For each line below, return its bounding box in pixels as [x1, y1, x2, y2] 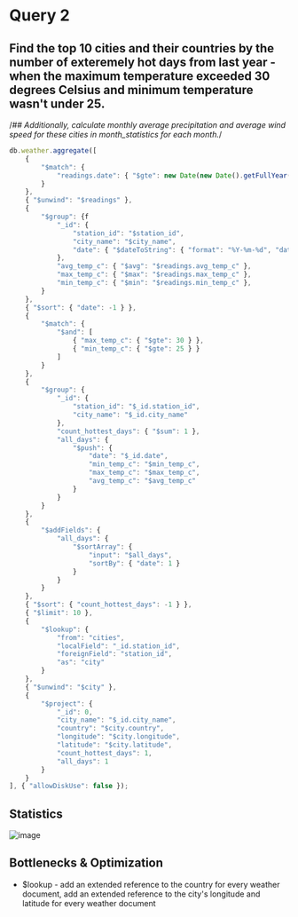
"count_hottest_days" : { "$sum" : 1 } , [56, 427, 200, 436]
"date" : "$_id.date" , [88, 452, 169, 461]
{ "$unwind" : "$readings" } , [25, 196, 133, 205]
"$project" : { [41, 699, 93, 708]
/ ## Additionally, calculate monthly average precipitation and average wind [9, 120, 286, 130]
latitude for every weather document [21, 897, 156, 908]
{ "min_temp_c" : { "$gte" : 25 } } [72, 344, 200, 353]
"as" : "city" [56, 658, 105, 667]
